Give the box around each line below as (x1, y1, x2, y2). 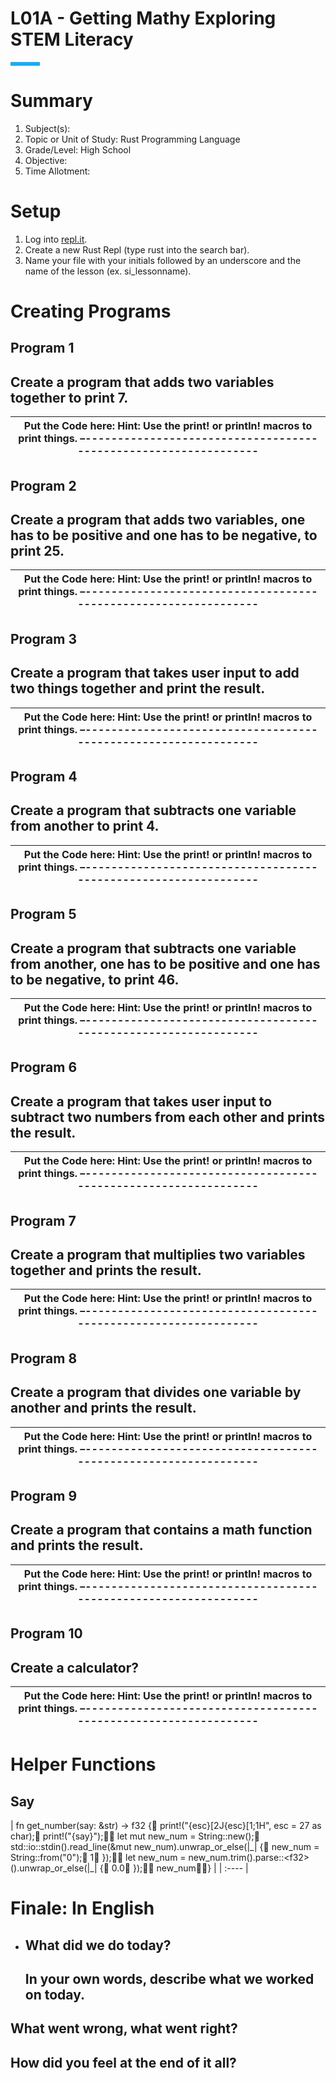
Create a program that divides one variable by (10, 1384, 302, 1401)
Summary (10, 90, 93, 112)
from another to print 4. (10, 818, 160, 835)
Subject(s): (24, 122, 71, 134)
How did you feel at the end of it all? (10, 2054, 237, 2071)
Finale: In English (10, 1897, 155, 1920)
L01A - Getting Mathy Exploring (10, 7, 277, 30)
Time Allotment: (24, 165, 91, 177)
